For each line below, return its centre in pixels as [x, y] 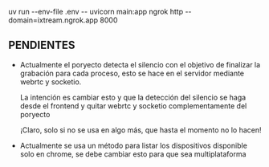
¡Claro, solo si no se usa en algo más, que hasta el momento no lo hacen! [141, 130]
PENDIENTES [42, 45]
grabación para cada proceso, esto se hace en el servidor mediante [132, 73]
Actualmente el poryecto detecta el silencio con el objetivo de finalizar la [140, 64]
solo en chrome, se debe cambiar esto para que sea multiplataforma [133, 154]
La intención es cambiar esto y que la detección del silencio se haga [133, 97]
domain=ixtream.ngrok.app [53, 20]
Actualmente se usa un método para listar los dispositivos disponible [133, 145]
